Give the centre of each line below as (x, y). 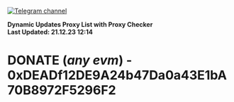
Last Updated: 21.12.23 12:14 (50, 32)
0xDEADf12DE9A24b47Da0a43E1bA (117, 76)
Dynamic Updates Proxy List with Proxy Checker (80, 24)
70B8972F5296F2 (62, 90)
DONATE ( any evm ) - (70, 60)
